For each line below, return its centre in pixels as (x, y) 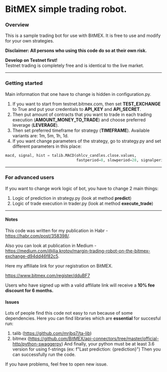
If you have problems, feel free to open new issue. (56, 364)
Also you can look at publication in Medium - (51, 246)
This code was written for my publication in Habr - (57, 231)
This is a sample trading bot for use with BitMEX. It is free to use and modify (83, 35)
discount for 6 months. (29, 291)
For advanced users (30, 177)
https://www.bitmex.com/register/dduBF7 (48, 276)
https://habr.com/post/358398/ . (38, 236)
